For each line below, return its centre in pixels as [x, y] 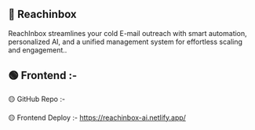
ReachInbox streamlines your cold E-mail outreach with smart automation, [127, 33]
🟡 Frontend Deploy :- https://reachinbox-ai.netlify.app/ [97, 117]
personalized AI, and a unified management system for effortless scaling [126, 42]
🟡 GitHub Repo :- [36, 99]
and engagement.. [38, 50]
